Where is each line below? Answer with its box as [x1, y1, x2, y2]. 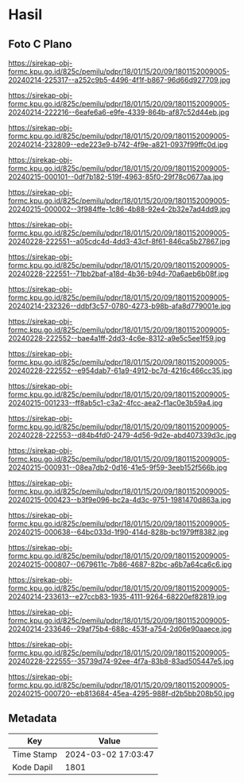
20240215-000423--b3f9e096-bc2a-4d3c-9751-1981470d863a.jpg [8, 495, 232, 504]
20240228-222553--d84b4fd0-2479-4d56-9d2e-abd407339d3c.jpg [8, 431, 237, 440]
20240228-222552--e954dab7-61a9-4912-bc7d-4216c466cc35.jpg [8, 366, 233, 375]
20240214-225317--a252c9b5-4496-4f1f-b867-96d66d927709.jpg [8, 76, 230, 84]
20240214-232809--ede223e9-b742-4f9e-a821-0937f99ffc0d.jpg [8, 140, 228, 149]
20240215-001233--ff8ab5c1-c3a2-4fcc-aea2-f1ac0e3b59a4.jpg [8, 398, 223, 407]
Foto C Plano [8, 37, 72, 51]
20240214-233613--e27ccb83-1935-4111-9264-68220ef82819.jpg [8, 592, 227, 601]
